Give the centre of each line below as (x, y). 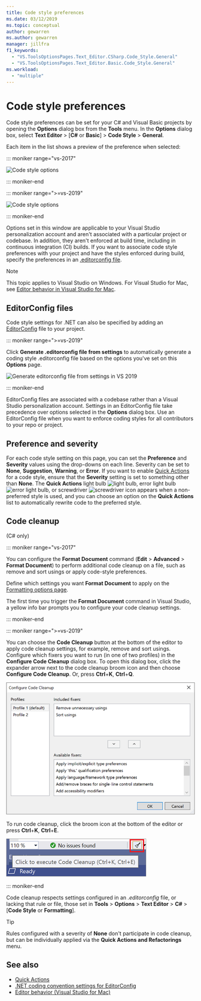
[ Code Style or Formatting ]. (41, 910)
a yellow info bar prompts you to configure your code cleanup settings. (94, 608)
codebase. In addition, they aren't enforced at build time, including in (91, 241)
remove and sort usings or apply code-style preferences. (77, 572)
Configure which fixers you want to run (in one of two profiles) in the (91, 655)
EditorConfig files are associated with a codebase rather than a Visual (92, 399)
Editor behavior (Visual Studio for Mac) (63, 992)
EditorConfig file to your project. (46, 329)
